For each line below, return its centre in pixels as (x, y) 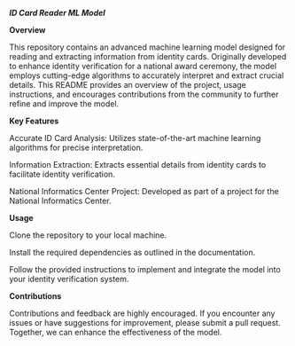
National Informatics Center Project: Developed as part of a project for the (144, 191)
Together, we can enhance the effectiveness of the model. (116, 332)
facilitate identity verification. (62, 174)
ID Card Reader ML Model (58, 13)
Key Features (34, 121)
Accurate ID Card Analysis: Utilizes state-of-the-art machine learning (135, 138)
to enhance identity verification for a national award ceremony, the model (143, 66)
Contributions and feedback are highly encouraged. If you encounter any (142, 313)
